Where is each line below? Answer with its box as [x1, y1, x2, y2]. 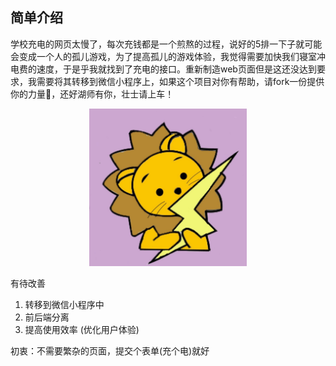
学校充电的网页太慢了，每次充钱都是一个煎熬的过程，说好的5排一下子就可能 [10, 38, 323, 50]
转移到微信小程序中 [24, 298, 105, 310]
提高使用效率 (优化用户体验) [24, 323, 140, 335]
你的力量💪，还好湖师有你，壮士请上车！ [10, 88, 175, 100]
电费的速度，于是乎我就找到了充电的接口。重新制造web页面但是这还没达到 [10, 63, 317, 75]
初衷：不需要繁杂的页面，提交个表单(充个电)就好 [10, 344, 210, 357]
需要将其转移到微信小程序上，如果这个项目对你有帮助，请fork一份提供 [36, 75, 325, 87]
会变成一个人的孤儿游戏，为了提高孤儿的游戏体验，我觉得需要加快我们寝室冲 [10, 50, 326, 62]
